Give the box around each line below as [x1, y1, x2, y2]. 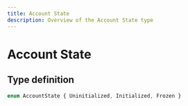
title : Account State [7, 10, 70, 17]
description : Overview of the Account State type [7, 17, 154, 24]
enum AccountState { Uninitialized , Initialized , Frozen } [7, 92, 182, 99]
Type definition [7, 74, 75, 86]
